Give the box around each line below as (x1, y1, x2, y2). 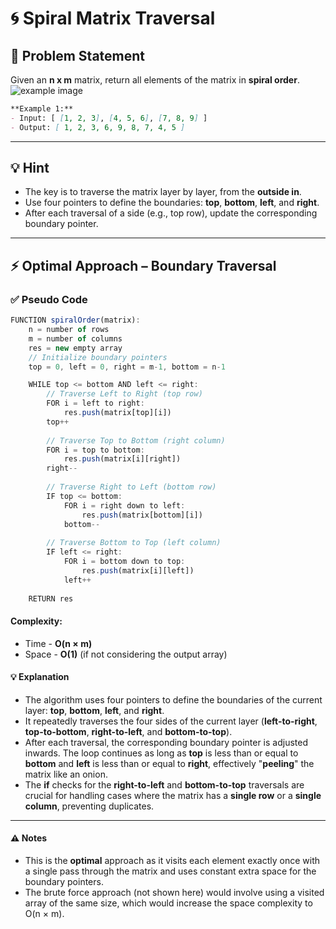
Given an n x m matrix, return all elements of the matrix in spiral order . (10, 74, 300, 86)
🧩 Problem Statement (10, 47, 146, 64)
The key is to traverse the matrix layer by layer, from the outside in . (24, 186, 302, 198)
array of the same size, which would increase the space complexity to (24, 897, 313, 909)
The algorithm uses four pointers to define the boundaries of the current (24, 693, 323, 706)
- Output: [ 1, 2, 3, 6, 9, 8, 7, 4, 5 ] (10, 122, 186, 132)
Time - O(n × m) (24, 637, 93, 649)
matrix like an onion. (24, 768, 108, 780)
